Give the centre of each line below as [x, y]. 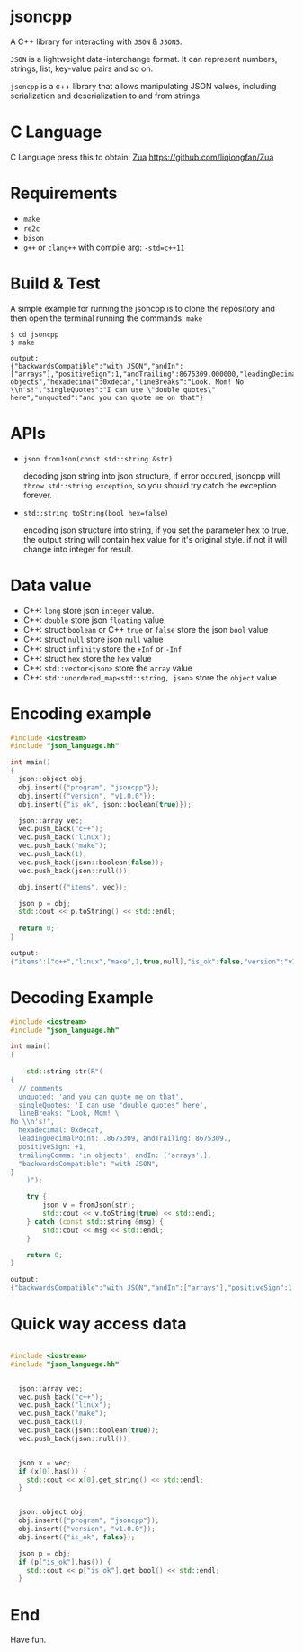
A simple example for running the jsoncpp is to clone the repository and [143, 308]
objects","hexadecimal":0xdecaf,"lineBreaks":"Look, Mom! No [127, 382]
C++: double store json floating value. [94, 620]
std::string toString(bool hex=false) [96, 513]
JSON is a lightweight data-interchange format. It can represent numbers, [144, 59]
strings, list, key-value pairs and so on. [82, 68]
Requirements [64, 193]
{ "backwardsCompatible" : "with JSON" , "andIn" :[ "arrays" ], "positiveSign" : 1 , [153, 1288]
